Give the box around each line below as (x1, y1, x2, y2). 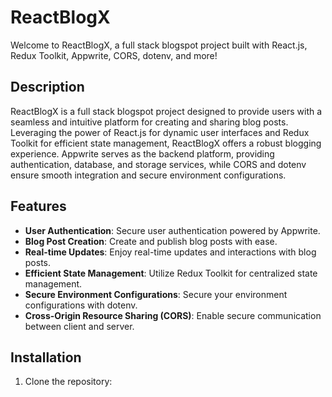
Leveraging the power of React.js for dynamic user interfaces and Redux (10, 126, 310, 138)
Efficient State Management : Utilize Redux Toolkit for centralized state (24, 267, 318, 279)
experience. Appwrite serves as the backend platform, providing (10, 147, 275, 160)
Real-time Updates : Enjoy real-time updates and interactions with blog (24, 246, 317, 258)
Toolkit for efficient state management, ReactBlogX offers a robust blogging (10, 137, 322, 149)
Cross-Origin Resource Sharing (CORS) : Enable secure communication (24, 309, 322, 321)
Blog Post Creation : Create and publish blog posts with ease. (24, 235, 278, 247)
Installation (10, 349, 82, 366)
